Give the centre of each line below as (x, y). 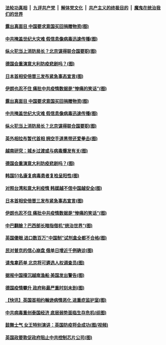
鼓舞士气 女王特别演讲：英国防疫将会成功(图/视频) (57, 325)
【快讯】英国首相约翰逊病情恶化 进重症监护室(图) (56, 300)
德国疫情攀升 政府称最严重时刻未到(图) (45, 288)
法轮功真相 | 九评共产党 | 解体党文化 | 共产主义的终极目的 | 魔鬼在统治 (81, 8)
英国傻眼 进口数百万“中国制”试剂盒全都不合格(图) (56, 238)
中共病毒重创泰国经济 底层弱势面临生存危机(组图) (56, 312)
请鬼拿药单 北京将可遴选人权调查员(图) (45, 263)
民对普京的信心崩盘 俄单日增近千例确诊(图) (49, 250)
